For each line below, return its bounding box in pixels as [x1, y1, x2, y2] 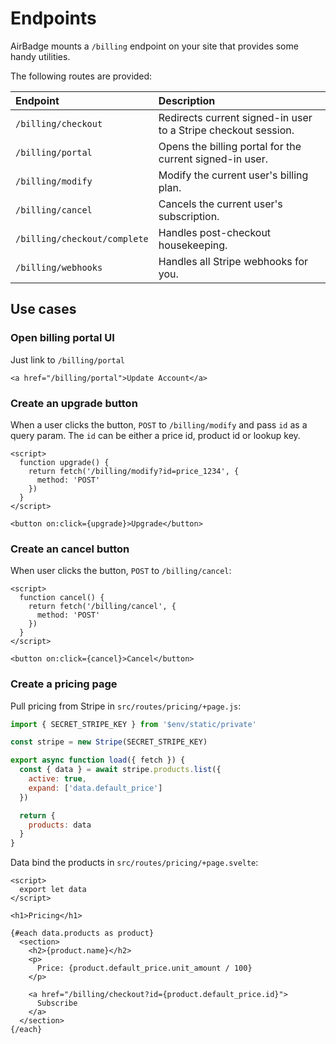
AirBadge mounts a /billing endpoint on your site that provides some [10, 40, 299, 52]
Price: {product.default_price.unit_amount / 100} [36, 963, 253, 974]
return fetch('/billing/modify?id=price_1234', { [28, 466, 240, 476]
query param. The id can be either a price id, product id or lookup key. [10, 429, 301, 441]
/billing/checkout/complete [15, 233, 149, 244]
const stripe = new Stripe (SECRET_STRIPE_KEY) [10, 737, 208, 747]
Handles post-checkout [158, 225, 272, 239]
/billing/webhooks [15, 262, 103, 273]
